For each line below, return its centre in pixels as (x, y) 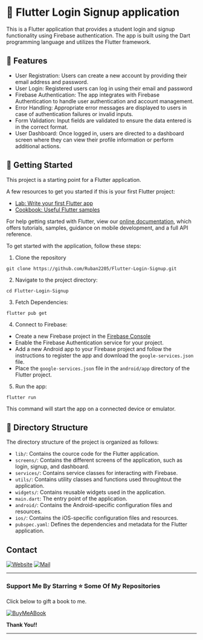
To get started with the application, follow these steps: (74, 246)
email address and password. (52, 82)
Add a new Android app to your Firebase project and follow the (93, 349)
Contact (22, 550)
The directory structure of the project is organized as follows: (82, 442)
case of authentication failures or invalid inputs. (74, 114)
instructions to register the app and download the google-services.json (104, 355)
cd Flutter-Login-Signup (37, 291)
